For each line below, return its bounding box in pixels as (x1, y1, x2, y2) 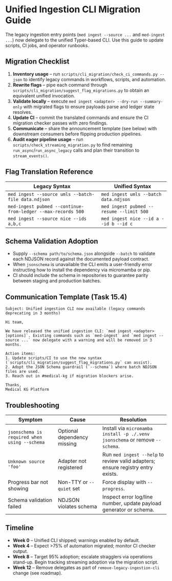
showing (8, 485, 29, 492)
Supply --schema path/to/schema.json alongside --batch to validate (12, 250, 156, 257)
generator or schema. (102, 506, 155, 513)
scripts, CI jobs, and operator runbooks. (5, 42, 90, 48)
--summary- (140, 99, 163, 104)
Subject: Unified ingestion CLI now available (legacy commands (5, 306, 145, 311)
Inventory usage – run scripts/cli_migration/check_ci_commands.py (12, 71, 158, 77)
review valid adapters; (102, 457, 155, 465)
